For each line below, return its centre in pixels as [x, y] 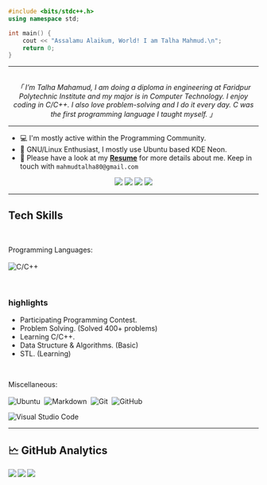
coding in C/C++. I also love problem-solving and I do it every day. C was [133, 105]
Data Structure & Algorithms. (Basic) [79, 345]
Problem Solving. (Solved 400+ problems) [89, 328]
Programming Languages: [50, 250]
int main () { [30, 33]
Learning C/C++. [47, 337]
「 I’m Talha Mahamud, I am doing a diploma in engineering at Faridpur [133, 87]
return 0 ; [39, 48]
